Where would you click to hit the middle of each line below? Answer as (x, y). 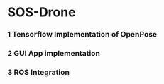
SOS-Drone (42, 12)
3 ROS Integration (38, 72)
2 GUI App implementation (54, 54)
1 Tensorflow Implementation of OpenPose (82, 35)
